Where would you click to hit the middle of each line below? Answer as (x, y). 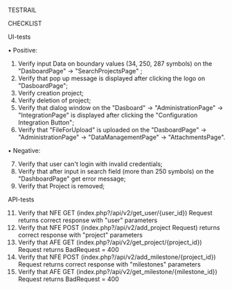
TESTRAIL (22, 10)
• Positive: (23, 50)
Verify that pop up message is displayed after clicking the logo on (111, 78)
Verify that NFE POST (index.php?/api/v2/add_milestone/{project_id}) (117, 257)
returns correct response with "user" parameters (88, 220)
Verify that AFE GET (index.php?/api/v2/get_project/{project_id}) (110, 242)
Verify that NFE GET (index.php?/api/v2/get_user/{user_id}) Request (115, 213)
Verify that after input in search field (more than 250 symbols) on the (116, 171)
